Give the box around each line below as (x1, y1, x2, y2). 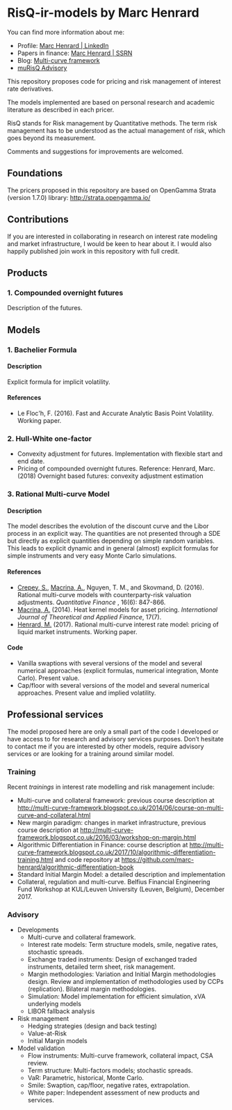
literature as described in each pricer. (7, 105, 115, 114)
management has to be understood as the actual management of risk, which (7, 126, 226, 134)
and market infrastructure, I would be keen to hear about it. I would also (7, 239, 212, 248)
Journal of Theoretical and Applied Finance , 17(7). (17, 612, 162, 621)
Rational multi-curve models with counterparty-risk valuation (17, 590, 192, 599)
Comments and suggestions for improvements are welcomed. (7, 147, 184, 155)
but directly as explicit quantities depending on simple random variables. (7, 537, 215, 545)
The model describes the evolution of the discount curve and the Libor (7, 522, 210, 530)
